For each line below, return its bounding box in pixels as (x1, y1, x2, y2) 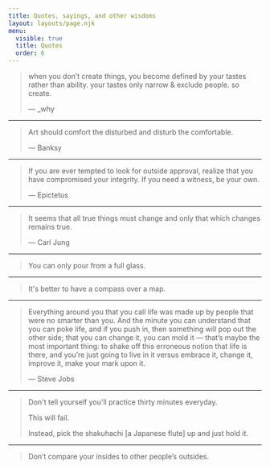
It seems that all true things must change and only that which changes (27, 214, 261, 222)
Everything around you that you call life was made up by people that (27, 307, 254, 317)
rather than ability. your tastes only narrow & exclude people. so (27, 80, 239, 89)
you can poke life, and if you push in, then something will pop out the (27, 324, 257, 334)
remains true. (27, 222, 72, 231)
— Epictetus (27, 190, 68, 200)
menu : (8, 27, 27, 35)
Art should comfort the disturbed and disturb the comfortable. (27, 127, 234, 137)
